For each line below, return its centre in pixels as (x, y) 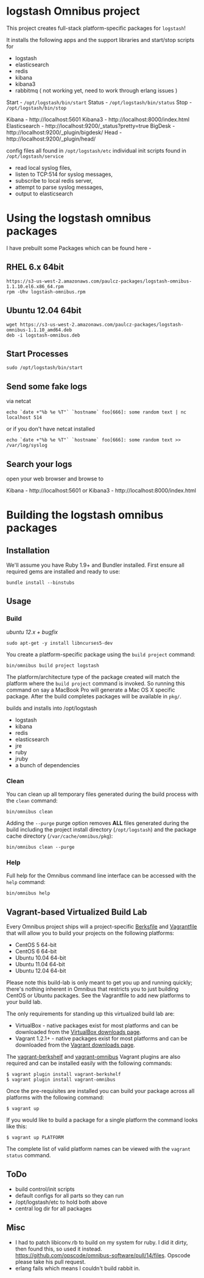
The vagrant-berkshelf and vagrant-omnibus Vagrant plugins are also (93, 1057)
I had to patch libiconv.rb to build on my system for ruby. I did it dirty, (101, 1242)
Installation (28, 550)
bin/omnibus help (28, 893)
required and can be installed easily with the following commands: (89, 1063)
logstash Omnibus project (73, 11)
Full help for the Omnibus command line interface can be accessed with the (101, 876)
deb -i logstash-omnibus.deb (43, 335)
